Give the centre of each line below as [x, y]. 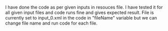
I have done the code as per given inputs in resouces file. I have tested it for [84, 7]
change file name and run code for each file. [51, 23]
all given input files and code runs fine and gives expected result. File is [79, 12]
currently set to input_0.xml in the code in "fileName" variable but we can [81, 18]
